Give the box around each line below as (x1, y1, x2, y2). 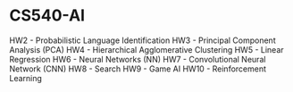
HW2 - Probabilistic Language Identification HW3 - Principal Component (9, 35, 276, 46)
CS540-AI (9, 5, 86, 26)
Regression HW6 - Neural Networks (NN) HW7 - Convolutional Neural (9, 54, 266, 64)
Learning (9, 72, 43, 83)
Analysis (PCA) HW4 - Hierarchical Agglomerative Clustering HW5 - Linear (9, 44, 284, 54)
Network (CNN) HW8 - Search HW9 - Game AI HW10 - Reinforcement (9, 63, 266, 74)
